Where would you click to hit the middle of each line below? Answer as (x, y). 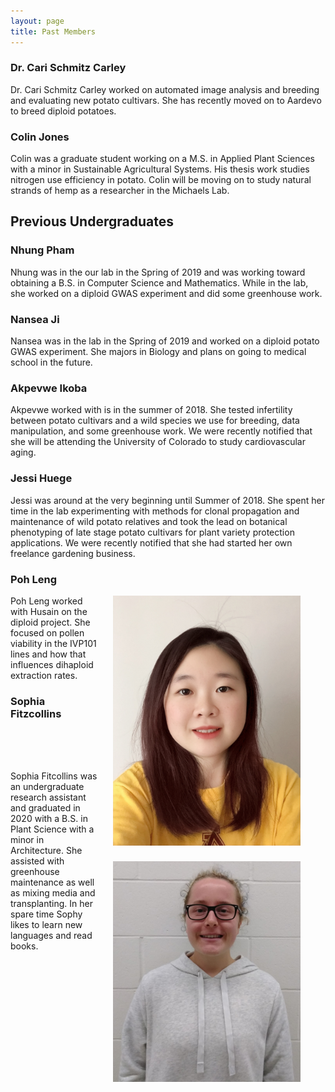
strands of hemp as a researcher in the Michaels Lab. (120, 191)
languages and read (51, 936)
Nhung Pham (42, 250)
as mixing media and (53, 893)
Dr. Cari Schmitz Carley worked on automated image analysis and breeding (165, 89)
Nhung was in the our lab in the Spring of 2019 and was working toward (158, 272)
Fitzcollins (36, 713)
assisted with (37, 861)
